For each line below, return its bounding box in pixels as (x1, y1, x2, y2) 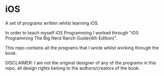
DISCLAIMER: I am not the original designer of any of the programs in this (5, 59, 156, 65)
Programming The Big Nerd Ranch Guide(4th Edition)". (5, 35, 117, 41)
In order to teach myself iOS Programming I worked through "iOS (5, 29, 139, 35)
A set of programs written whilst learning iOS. (5, 20, 99, 26)
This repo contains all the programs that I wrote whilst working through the (5, 44, 159, 50)
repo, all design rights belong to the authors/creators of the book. (5, 65, 140, 71)
